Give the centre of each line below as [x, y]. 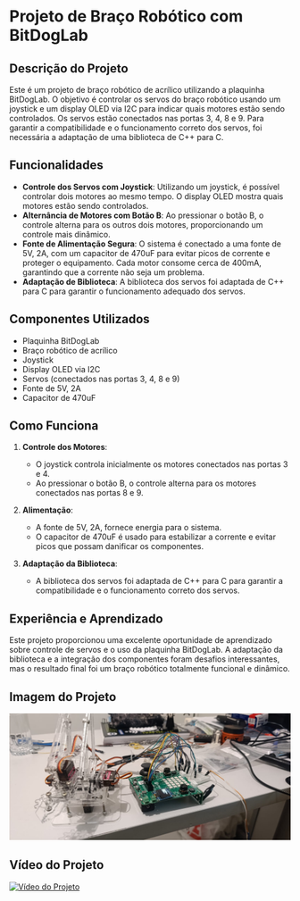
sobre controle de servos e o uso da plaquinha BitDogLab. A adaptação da [146, 650]
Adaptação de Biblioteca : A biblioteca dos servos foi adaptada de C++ [153, 281]
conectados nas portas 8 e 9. [90, 493]
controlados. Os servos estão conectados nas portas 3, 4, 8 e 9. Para [137, 118]
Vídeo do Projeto [57, 865]
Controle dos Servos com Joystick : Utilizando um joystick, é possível [151, 187]
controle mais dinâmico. [66, 234]
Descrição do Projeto [69, 68]
